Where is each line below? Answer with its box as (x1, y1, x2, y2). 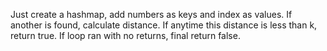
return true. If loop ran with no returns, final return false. (10, 30, 241, 41)
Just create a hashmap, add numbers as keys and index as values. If (10, 9, 293, 20)
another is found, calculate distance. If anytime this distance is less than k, (10, 19, 318, 31)
